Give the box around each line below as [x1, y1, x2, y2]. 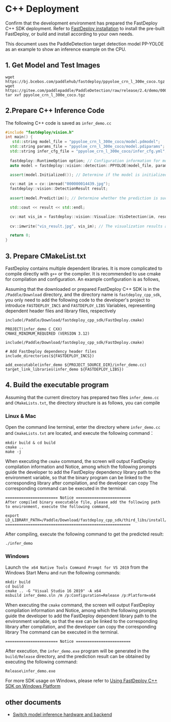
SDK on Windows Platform [5, 683, 61, 689]
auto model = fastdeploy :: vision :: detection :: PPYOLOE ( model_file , [10, 163, 154, 168]
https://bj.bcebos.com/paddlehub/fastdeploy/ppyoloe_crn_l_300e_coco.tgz [5, 79, 165, 84]
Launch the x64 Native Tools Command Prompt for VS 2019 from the [5, 564, 149, 570]
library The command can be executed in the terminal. [5, 629, 119, 635]
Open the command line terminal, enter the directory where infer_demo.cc [5, 424, 161, 430]
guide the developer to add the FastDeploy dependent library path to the [5, 613, 157, 619]
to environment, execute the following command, [5, 504, 110, 509]
